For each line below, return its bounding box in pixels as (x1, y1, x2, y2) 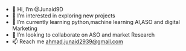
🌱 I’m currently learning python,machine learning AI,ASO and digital (11, 19, 180, 25)
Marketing (11, 25, 38, 32)
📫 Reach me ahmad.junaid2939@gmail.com (11, 38, 124, 45)
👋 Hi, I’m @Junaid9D (11, 6, 63, 13)
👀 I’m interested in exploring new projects (11, 12, 116, 19)
